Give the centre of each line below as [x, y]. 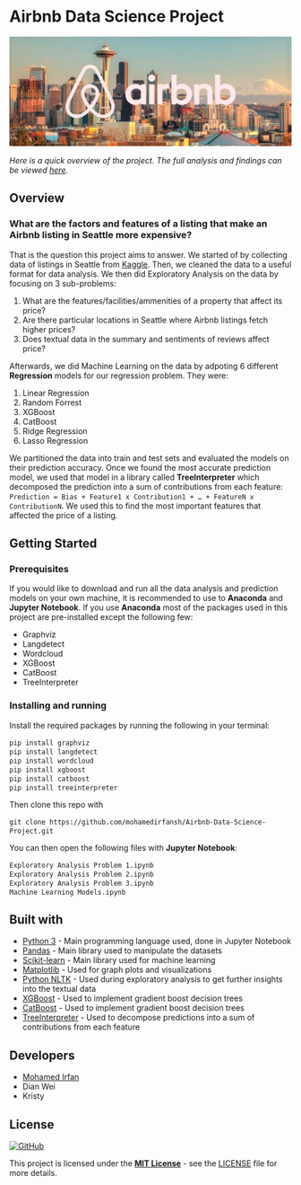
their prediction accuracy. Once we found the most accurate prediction [140, 467]
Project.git [31, 831]
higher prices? [49, 329]
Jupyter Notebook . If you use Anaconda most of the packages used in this [149, 607]
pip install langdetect [54, 752]
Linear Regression [56, 393]
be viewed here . [39, 170]
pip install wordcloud [52, 761]
